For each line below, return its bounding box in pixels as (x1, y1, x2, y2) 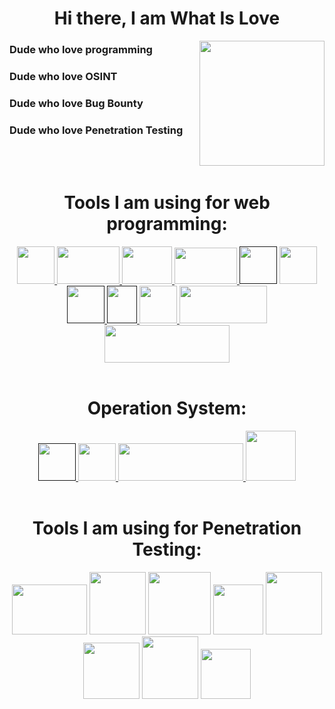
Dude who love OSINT (9, 70, 118, 84)
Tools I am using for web (63, 192, 271, 214)
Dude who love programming (9, 43, 153, 57)
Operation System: (87, 397, 247, 420)
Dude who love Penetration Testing (9, 123, 184, 137)
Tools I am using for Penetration (32, 517, 302, 540)
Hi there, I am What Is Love (53, 7, 281, 30)
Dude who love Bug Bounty (9, 96, 144, 110)
